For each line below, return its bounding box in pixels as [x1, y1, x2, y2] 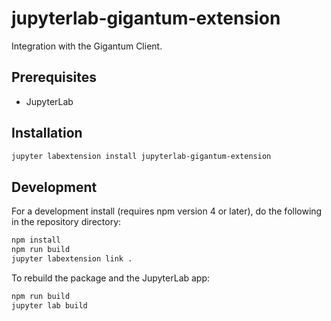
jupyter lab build [11, 300, 88, 311]
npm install [11, 235, 61, 246]
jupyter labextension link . [11, 254, 133, 264]
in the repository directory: [11, 216, 122, 228]
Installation [11, 125, 83, 142]
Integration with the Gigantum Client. [11, 40, 163, 52]
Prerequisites [11, 69, 97, 86]
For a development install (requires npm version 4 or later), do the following [11, 205, 323, 217]
